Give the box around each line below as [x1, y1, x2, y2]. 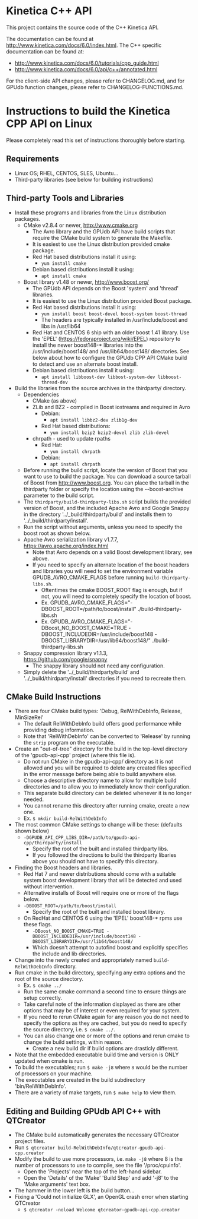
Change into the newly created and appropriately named [14, 957, 152, 964]
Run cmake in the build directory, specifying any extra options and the [14, 969, 186, 976]
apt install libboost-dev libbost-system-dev [41, 374, 155, 380]
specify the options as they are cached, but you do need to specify [23, 1019, 187, 1027]
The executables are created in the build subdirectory [14, 1076, 146, 1084]
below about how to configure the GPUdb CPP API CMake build [32, 354, 187, 361]
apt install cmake [41, 273, 87, 279]
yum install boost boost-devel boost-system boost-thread [41, 311, 187, 317]
